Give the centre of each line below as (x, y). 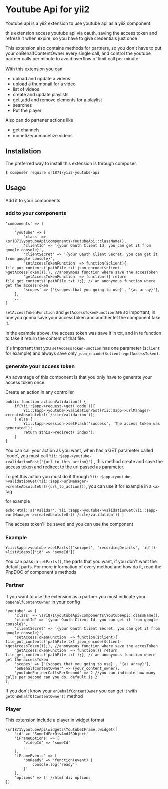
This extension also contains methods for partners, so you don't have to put (83, 48)
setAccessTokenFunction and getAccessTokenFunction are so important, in (80, 312)
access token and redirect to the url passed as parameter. (65, 467)
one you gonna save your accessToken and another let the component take (83, 317)
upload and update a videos (41, 78)
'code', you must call (27, 456)
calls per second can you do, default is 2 (51, 677)
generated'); (19, 428)
